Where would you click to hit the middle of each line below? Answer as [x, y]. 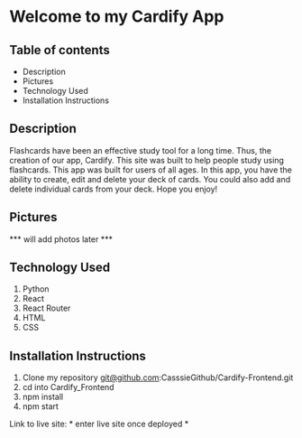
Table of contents [59, 50]
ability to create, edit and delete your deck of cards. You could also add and [150, 179]
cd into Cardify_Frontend [68, 387]
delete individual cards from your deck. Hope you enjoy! [114, 189]
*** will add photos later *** [61, 239]
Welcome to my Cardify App [117, 17]
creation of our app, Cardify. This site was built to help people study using [146, 160]
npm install [43, 397]
